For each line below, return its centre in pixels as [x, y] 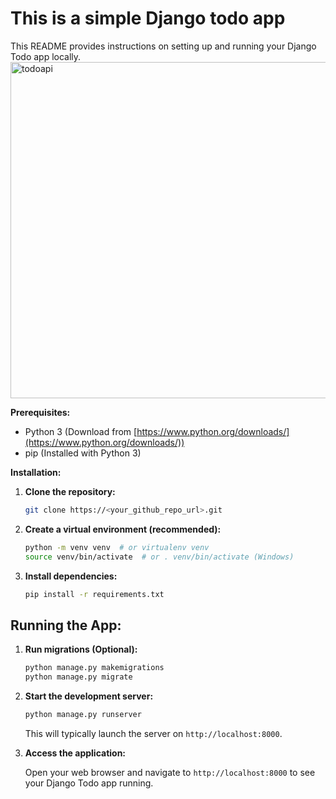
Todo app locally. [46, 56]
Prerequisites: [40, 412]
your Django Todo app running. [89, 783]
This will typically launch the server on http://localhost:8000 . [153, 733]
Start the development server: [89, 696]
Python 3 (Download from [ [81, 431]
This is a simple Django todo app [148, 18]
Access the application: [75, 753]
